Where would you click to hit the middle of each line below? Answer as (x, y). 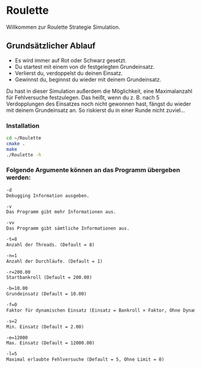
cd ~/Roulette (24, 138)
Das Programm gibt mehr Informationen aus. (61, 212)
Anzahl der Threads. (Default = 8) (51, 245)
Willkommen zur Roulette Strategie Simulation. (63, 27)
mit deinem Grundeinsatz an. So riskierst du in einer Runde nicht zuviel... (96, 110)
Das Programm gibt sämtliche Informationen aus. (68, 228)
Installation (23, 125)
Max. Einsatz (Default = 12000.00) (51, 343)
